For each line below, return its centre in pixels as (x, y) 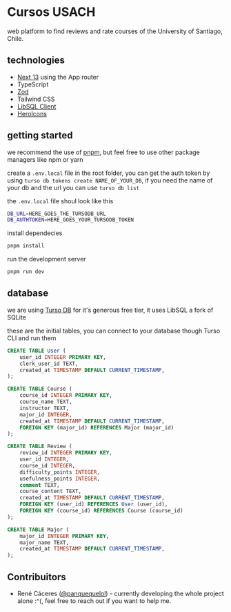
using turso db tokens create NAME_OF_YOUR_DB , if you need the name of (110, 180)
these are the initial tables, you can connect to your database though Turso (114, 331)
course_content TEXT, (50, 492)
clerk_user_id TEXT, (49, 364)
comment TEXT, (40, 485)
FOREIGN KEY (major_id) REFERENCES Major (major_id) (97, 427)
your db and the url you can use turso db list (73, 187)
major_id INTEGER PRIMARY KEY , (64, 536)
